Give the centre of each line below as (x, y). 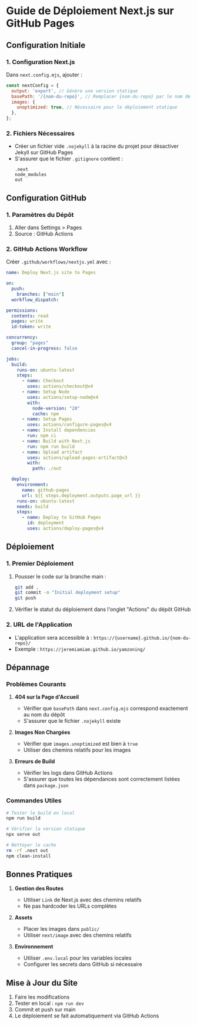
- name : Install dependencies (59, 430)
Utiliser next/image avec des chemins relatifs (77, 935)
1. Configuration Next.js (41, 62)
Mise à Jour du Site (42, 983)
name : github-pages (45, 490)
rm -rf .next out (27, 850)
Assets (23, 918)
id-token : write (31, 327)
